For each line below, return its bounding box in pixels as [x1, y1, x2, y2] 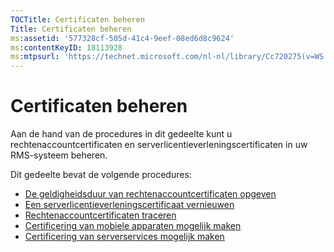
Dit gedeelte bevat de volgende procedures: [10, 169, 192, 181]
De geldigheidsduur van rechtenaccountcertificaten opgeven [24, 188, 277, 200]
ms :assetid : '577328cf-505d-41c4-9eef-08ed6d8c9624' [10, 33, 235, 43]
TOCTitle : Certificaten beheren [10, 14, 145, 25]
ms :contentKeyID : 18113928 [10, 42, 123, 53]
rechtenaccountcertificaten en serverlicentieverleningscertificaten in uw [10, 139, 308, 151]
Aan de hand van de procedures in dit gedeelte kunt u [10, 128, 233, 140]
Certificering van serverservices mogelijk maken [24, 231, 225, 243]
